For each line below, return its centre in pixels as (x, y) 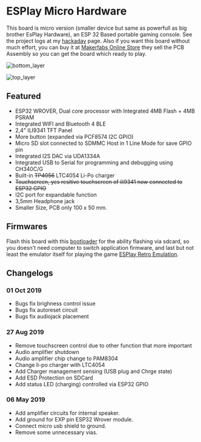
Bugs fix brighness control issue (55, 304)
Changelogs (30, 273)
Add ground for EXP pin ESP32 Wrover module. (74, 419)
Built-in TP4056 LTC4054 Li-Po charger (65, 175)
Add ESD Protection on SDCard (54, 378)
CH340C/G (29, 169)
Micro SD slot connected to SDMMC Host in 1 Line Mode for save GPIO (103, 143)
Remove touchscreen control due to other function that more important (104, 345)
